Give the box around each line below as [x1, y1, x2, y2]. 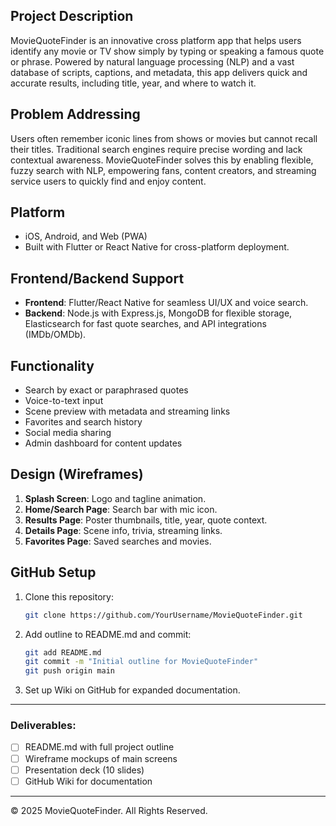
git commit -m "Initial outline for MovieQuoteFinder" [24, 657, 259, 667]
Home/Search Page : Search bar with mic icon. [24, 503, 218, 515]
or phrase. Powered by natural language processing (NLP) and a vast [10, 55, 295, 68]
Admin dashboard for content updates [24, 437, 183, 449]
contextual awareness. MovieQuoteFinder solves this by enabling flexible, [10, 154, 314, 166]
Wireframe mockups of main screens [24, 752, 178, 764]
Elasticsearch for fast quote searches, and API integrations [24, 318, 267, 330]
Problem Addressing [10, 106, 141, 123]
